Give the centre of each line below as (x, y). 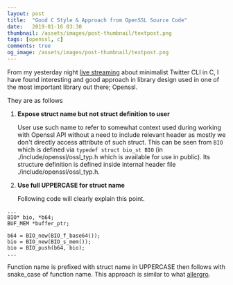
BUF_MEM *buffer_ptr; (38, 223)
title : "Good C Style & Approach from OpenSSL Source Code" (97, 20)
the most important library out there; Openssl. (72, 87)
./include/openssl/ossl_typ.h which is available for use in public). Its (113, 156)
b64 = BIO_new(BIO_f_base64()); (54, 236)
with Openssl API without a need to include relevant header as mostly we (121, 135)
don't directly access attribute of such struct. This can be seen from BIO (120, 142)
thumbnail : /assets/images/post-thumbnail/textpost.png (89, 33)
